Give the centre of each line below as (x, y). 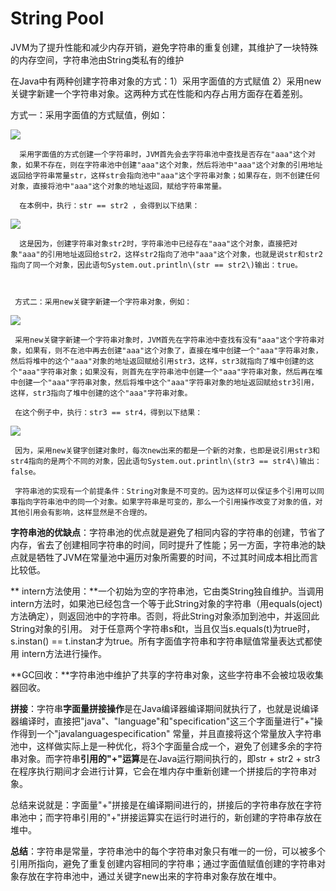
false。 (25, 472)
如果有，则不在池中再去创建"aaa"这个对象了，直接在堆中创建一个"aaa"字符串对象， (173, 350)
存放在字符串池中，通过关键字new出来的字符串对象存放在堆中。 (150, 876)
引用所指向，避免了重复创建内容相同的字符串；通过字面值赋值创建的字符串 (163, 863)
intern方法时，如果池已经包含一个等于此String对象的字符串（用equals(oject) (166, 603)
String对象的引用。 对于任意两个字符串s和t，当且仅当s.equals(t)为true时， (163, 628)
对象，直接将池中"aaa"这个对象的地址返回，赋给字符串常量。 (118, 186)
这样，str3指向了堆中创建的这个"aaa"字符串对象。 (101, 393)
